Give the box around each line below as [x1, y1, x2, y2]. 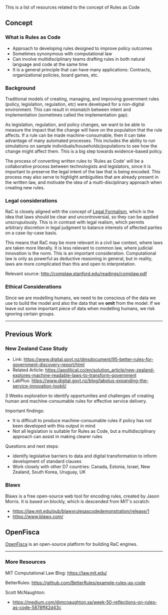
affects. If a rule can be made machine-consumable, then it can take [5, 132, 146, 138]
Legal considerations [5, 197, 57, 204]
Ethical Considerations [5, 283, 61, 290]
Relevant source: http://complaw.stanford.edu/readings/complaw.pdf [5, 271, 147, 277]
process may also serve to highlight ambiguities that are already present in [5, 174, 159, 180]
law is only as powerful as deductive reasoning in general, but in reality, [5, 256, 153, 262]
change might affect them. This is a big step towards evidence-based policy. [5, 148, 163, 154]
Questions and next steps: [5, 443, 59, 449]
